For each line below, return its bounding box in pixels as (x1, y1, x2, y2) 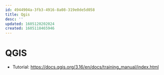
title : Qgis (5, 12, 30, 17)
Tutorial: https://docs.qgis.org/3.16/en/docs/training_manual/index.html (12, 64, 159, 70)
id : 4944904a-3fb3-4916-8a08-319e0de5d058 (5, 7, 95, 12)
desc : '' (5, 16, 23, 21)
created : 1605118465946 (5, 26, 55, 31)
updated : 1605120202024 (5, 21, 55, 26)
